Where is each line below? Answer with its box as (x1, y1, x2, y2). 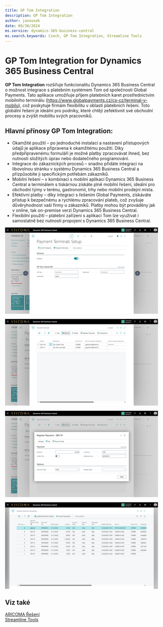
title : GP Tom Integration (5, 8, 60, 13)
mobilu (5, 102, 19, 108)
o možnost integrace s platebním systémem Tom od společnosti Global (5, 87, 147, 93)
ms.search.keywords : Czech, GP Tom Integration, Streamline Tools (5, 34, 142, 39)
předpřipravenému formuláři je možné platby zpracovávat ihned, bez (12, 150, 149, 156)
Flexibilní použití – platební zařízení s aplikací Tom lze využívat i (12, 212, 139, 218)
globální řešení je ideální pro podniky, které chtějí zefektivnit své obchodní (5, 107, 153, 113)
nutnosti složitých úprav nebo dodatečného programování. (12, 155, 130, 161)
